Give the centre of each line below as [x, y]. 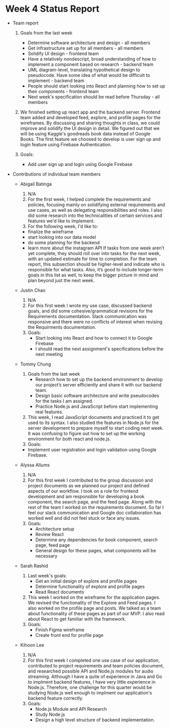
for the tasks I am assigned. [64, 401]
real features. [49, 412]
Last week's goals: [47, 575]
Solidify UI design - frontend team [63, 53]
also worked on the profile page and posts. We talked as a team [94, 608]
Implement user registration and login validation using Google [92, 450]
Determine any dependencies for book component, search [97, 540]
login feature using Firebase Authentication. [66, 144]
